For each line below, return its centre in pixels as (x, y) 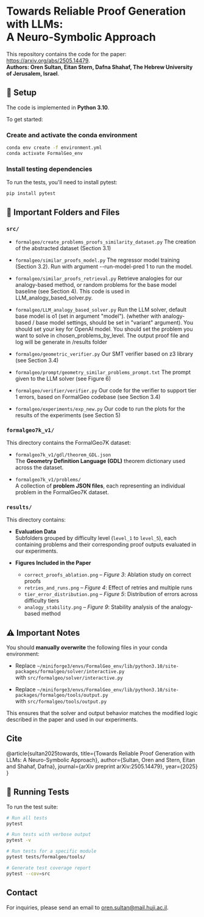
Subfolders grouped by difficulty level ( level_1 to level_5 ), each (96, 538)
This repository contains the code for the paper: (66, 54)
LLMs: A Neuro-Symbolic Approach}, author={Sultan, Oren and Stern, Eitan (101, 760)
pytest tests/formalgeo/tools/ (46, 857)
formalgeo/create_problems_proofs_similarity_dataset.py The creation (105, 242)
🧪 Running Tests (38, 792)
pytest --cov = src (28, 874)
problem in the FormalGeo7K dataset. (62, 492)
